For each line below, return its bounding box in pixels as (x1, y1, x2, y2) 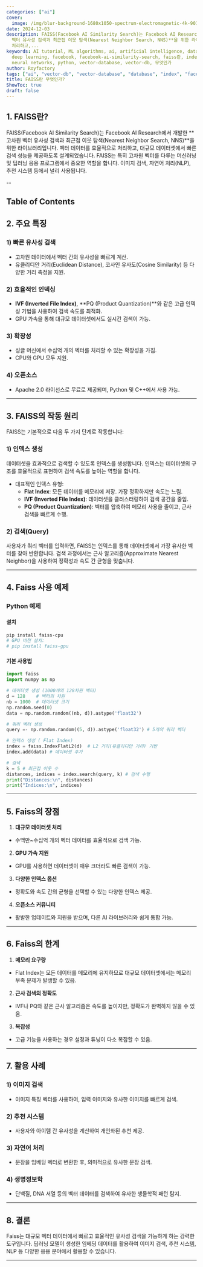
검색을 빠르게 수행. (24, 510, 68, 518)
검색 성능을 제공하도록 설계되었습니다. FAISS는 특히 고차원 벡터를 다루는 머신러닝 (6, 152, 196, 159)
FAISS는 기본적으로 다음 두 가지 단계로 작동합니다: (6, 428, 124, 435)
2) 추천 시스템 (6, 1112, 44, 1120)
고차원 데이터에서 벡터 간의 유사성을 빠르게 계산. (14, 253, 128, 261)
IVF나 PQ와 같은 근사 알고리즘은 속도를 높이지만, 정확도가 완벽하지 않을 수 (14, 1002, 189, 1009)
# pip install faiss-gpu (6, 643, 69, 649)
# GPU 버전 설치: (6, 638, 45, 644)
